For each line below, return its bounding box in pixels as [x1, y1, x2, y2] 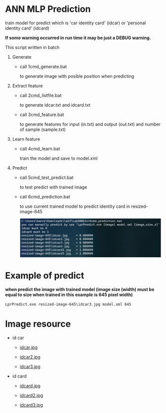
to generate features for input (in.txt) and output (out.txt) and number [19, 121, 161, 127]
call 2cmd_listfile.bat [19, 92, 62, 98]
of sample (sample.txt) [19, 126, 66, 132]
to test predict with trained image [19, 184, 87, 190]
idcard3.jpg [19, 402, 43, 408]
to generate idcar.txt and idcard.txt [19, 102, 90, 108]
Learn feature [12, 136, 41, 142]
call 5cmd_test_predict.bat [19, 175, 74, 180]
